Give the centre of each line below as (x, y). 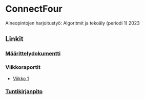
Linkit (15, 39)
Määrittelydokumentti (33, 54)
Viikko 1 (21, 78)
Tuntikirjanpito (24, 91)
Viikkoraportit (23, 67)
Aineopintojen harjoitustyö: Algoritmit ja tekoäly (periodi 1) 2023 (72, 23)
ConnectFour (34, 9)
